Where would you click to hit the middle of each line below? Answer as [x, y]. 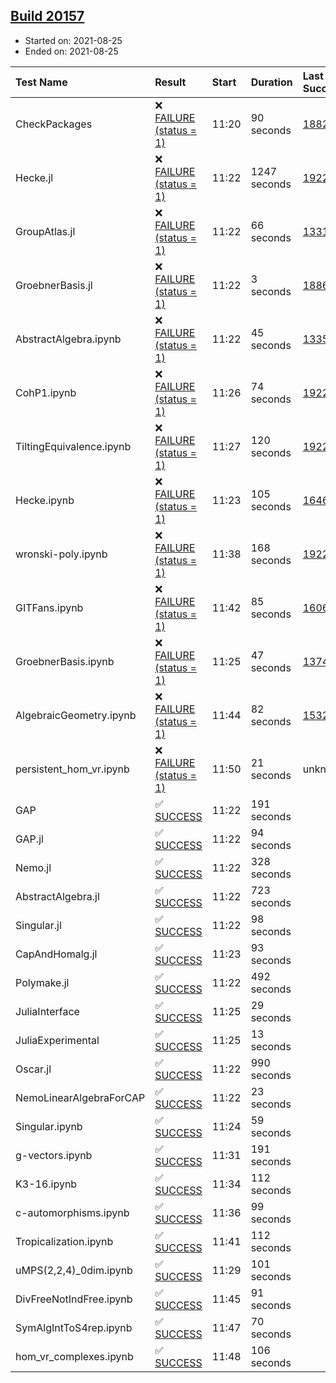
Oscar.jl [33, 1069]
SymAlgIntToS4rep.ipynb [74, 1327]
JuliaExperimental [57, 1040]
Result [170, 82]
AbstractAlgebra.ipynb [68, 339]
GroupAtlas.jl [45, 231]
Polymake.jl [42, 982]
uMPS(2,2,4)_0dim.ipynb [74, 1270]
